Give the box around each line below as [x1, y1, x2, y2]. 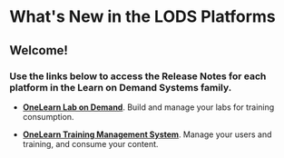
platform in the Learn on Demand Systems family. [9, 81, 232, 94]
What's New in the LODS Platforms [9, 6, 277, 27]
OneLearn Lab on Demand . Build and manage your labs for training [22, 102, 275, 113]
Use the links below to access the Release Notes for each [9, 70, 267, 83]
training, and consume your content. [22, 138, 159, 149]
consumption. [22, 111, 74, 122]
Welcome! [9, 43, 68, 58]
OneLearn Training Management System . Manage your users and [22, 129, 272, 140]
